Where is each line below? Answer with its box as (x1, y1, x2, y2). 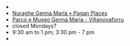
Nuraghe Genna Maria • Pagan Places (12, 10, 108, 17)
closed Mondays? (12, 22, 56, 29)
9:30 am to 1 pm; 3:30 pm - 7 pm (12, 29, 95, 36)
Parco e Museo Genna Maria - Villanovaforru (12, 16, 125, 23)
